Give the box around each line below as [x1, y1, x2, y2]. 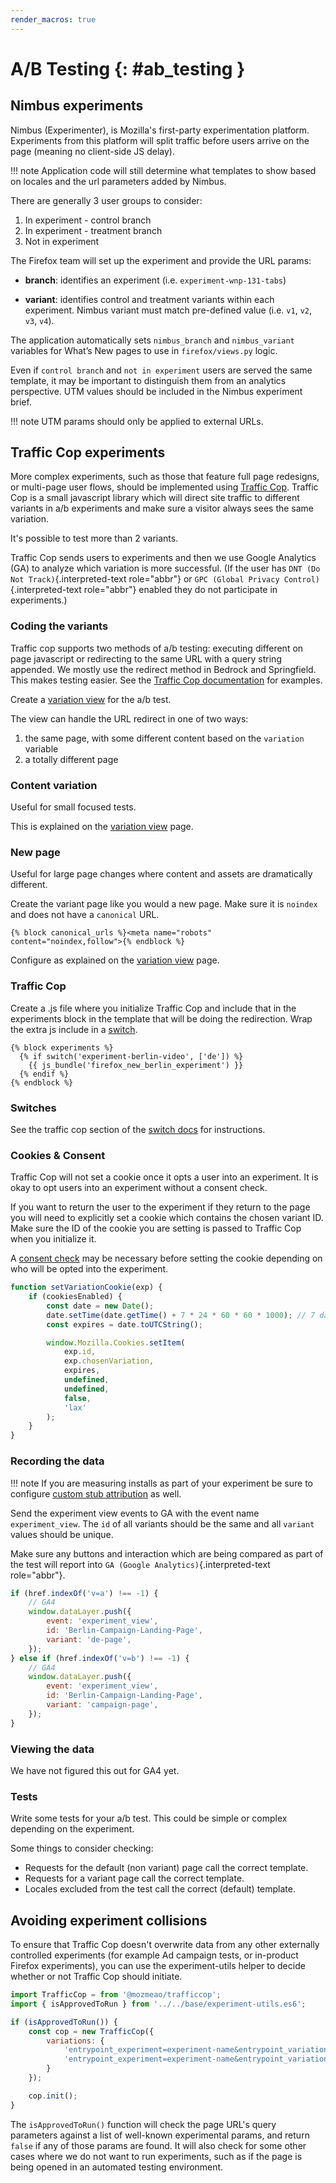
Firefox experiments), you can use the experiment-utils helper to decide [10, 1960, 306, 1972]
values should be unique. [10, 1528, 114, 1540]
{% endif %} [19, 1069, 70, 1079]
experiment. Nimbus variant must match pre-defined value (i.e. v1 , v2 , [24, 304, 313, 316]
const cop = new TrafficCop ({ [28, 2026, 155, 2036]
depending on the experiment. [10, 1823, 135, 1835]
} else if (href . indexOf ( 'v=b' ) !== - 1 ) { [10, 1653, 190, 1663]
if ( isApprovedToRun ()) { [10, 2017, 118, 2027]
